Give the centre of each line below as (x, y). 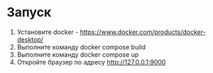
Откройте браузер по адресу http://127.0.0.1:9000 (91, 62)
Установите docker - (48, 32)
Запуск (29, 12)
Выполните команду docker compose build (81, 47)
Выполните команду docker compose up (78, 55)
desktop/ (30, 39)
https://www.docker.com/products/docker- (143, 32)
